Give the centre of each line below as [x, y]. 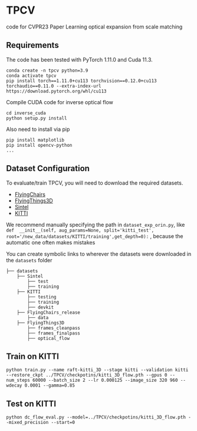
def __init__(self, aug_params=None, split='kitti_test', [80, 230]
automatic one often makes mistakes [51, 242]
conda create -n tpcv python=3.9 [47, 70]
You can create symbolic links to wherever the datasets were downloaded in [99, 254]
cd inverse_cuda [26, 113]
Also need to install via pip [38, 129]
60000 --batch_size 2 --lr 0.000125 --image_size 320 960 [105, 380]
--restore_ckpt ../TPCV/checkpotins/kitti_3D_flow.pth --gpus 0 [87, 375]
